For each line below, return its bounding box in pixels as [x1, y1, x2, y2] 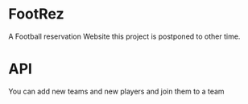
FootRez [8, 5, 64, 23]
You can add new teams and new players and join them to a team [8, 86, 225, 96]
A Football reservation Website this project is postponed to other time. [8, 31, 241, 41]
